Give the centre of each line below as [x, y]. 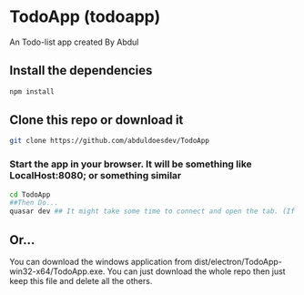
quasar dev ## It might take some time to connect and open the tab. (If [152, 211]
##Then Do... [34, 203]
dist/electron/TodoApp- [238, 262]
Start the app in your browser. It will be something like [131, 164]
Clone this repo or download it [96, 120]
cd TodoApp [30, 194]
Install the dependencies [81, 71]
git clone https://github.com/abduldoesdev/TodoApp [109, 141]
